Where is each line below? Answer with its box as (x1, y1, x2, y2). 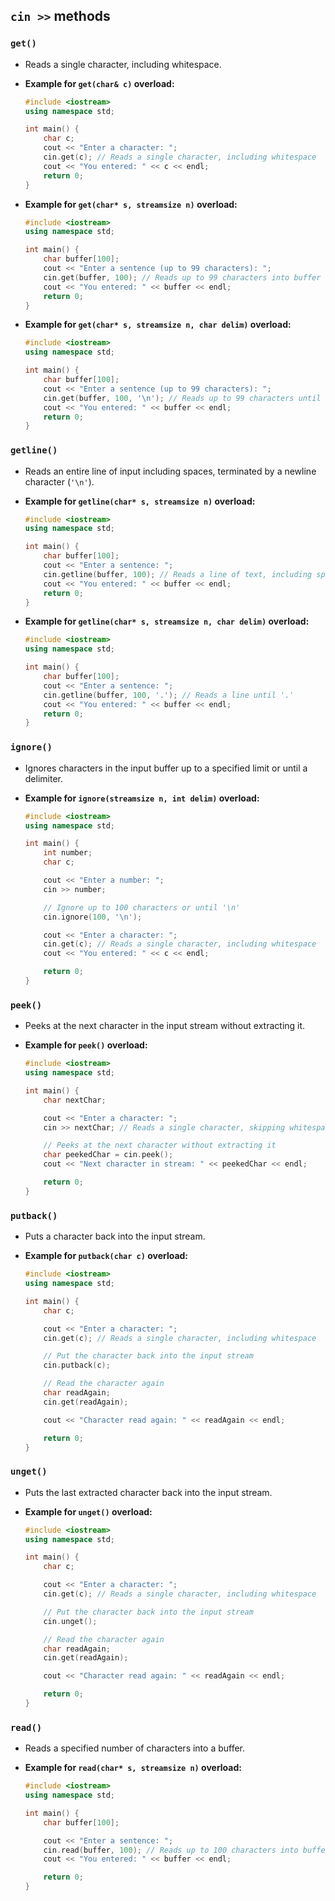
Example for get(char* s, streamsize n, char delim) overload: (24, 319, 292, 331)
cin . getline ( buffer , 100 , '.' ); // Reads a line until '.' (43, 690, 295, 700)
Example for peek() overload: (24, 1039, 148, 1051)
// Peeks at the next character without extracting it (43, 1140, 277, 1151)
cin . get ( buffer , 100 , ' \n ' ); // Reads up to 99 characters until (43, 393, 322, 403)
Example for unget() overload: (24, 1505, 153, 1518)
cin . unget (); (43, 1616, 98, 1626)
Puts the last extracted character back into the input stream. (24, 1486, 273, 1498)
